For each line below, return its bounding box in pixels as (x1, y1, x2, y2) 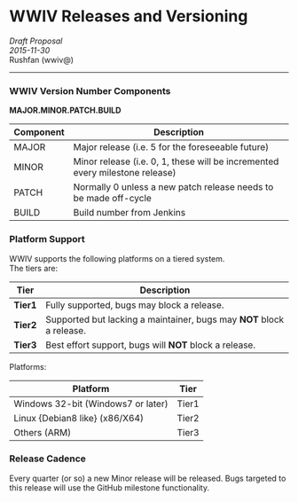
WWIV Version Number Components (9, 84, 171, 97)
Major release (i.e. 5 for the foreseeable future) (73, 141, 269, 153)
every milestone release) (73, 167, 176, 179)
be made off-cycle (73, 192, 153, 205)
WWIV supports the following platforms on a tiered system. (9, 253, 225, 263)
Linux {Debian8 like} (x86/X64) (13, 412, 145, 424)
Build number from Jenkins (73, 207, 186, 219)
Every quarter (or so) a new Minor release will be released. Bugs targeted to (9, 473, 286, 483)
